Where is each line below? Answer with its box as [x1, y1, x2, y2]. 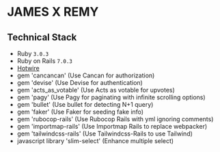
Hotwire [16, 64, 40, 72]
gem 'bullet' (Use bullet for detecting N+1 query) [16, 101, 154, 108]
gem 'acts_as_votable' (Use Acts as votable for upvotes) [16, 86, 176, 94]
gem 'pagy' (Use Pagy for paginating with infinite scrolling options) [16, 93, 206, 101]
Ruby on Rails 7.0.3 [16, 57, 73, 65]
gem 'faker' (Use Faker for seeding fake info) [16, 107, 144, 116]
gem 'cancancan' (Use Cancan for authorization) [16, 71, 155, 79]
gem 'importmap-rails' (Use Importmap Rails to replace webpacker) [16, 123, 208, 130]
